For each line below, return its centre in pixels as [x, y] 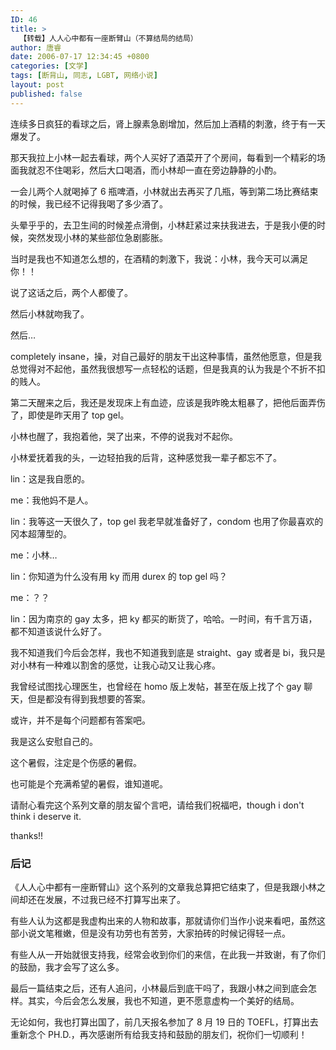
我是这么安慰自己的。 [54, 741]
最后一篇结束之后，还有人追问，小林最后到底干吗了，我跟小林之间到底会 [159, 988]
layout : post [37, 85]
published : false [46, 94]
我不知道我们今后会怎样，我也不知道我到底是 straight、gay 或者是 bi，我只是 [168, 652]
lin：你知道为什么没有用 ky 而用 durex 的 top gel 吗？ [119, 576]
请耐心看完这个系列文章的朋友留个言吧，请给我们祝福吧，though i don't [157, 805]
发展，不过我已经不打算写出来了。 [115, 899]
